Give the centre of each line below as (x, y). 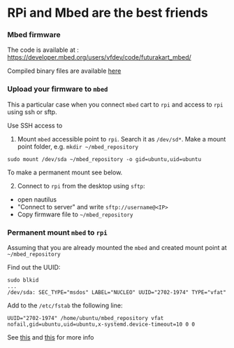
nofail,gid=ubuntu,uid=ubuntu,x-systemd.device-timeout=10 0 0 (101, 325)
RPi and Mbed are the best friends (108, 13)
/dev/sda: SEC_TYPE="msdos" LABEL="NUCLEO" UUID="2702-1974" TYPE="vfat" (117, 293)
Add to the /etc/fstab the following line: (65, 305)
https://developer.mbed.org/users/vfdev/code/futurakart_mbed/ (100, 57)
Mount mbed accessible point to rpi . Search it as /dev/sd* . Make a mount (122, 139)
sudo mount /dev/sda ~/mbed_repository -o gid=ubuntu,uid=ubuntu (104, 159)
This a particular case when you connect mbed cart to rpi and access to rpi (115, 104)
